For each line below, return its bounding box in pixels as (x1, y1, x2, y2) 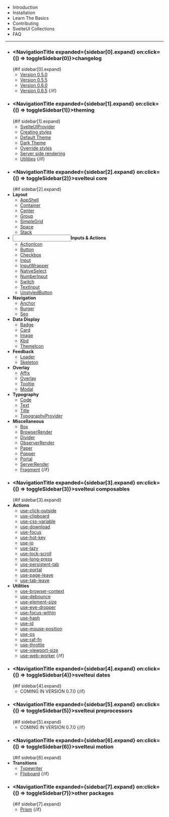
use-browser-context (20, 588, 64, 594)
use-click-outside (20, 508, 57, 514)
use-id (20, 620, 34, 627)
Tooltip (20, 380, 35, 387)
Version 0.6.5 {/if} (20, 88, 57, 94)
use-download (20, 524, 50, 530)
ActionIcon (20, 241, 43, 247)
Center (20, 207, 35, 214)
